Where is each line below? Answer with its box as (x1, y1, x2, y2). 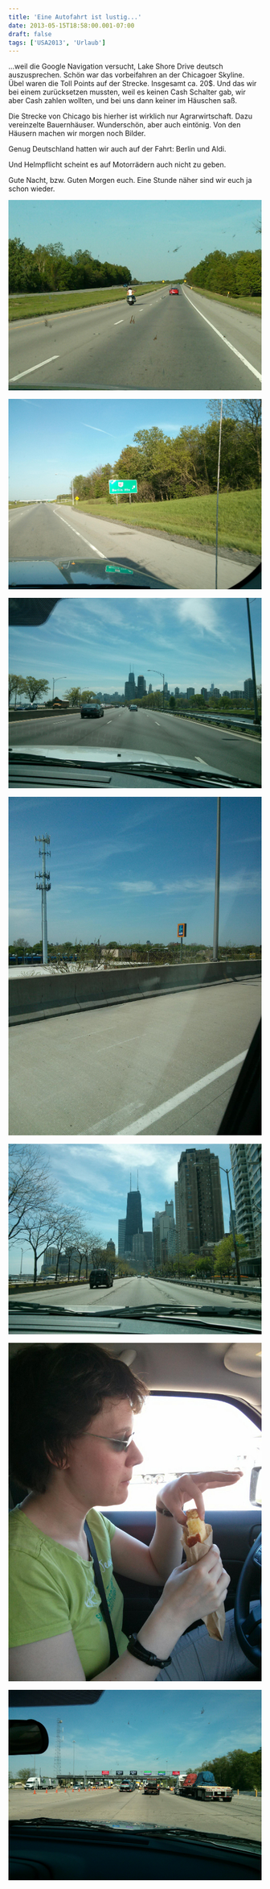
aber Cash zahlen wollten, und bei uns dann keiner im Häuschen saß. (8, 96, 238, 106)
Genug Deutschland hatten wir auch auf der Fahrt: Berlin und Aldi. (8, 144, 227, 154)
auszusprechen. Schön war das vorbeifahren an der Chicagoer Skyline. (8, 70, 245, 80)
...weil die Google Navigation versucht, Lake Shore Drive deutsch (8, 61, 223, 72)
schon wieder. (8, 184, 55, 193)
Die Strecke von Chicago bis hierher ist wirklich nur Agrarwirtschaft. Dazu (8, 111, 253, 121)
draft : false (8, 30, 52, 38)
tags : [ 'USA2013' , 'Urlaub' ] (8, 39, 106, 47)
